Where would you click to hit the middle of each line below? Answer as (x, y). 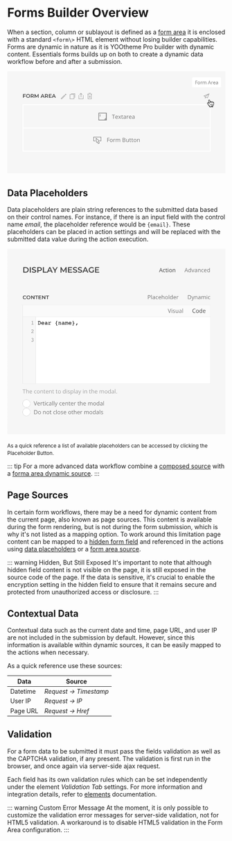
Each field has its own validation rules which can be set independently (107, 779)
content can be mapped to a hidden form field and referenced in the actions (115, 541)
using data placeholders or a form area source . (74, 549)
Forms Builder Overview (78, 13)
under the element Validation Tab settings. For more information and (105, 787)
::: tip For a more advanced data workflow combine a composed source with (116, 466)
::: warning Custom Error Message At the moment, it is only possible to (108, 808)
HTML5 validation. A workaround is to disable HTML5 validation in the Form (115, 822)
